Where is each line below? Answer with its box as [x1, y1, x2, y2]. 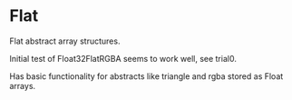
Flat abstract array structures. [9, 35, 121, 46]
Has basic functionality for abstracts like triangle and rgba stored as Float [9, 70, 284, 82]
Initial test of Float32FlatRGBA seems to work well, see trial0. [9, 53, 238, 64]
